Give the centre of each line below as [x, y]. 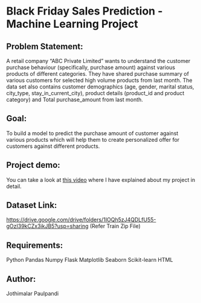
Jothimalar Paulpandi [33, 294]
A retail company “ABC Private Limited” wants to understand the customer [98, 61]
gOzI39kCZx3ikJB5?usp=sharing [47, 226]
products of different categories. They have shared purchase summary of [97, 74]
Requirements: [35, 245]
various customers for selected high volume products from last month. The [99, 80]
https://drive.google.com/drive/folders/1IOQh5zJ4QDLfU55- [81, 220]
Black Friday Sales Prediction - [85, 11]
